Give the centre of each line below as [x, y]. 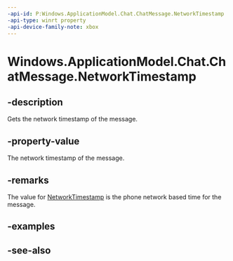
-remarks [28, 180]
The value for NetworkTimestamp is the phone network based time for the [114, 197]
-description [35, 102]
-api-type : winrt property [47, 20]
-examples [31, 226]
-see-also [29, 250]
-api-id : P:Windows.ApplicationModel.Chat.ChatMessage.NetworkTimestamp [116, 14]
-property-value [44, 141]
